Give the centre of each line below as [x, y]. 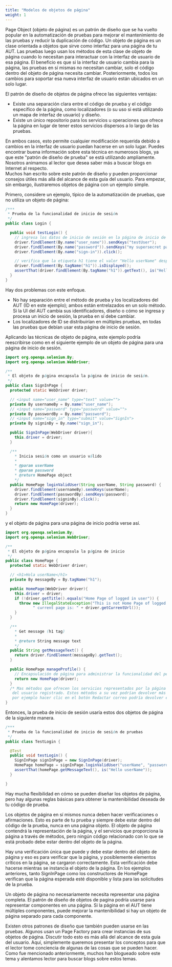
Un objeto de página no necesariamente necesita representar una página [82, 894]
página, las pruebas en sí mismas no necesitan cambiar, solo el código [80, 68]
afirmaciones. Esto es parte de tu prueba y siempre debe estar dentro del [83, 820]
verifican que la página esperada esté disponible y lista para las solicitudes [84, 879]
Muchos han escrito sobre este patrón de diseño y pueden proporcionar [81, 173]
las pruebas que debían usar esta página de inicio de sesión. [77, 327]
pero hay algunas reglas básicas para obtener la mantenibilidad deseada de [85, 799]
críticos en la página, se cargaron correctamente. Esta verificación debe [81, 862]
